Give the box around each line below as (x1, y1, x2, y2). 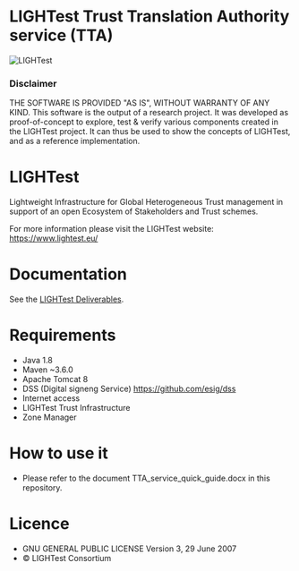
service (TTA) (9, 25, 114, 46)
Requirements (9, 325, 116, 345)
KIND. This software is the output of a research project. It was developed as (9, 107, 289, 118)
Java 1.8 (21, 355, 54, 366)
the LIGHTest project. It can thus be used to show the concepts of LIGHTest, (9, 126, 291, 137)
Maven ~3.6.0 (21, 364, 73, 375)
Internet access (21, 393, 81, 404)
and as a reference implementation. (9, 136, 141, 147)
